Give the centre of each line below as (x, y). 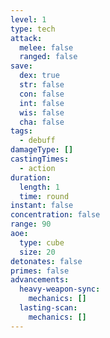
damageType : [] (42, 150)
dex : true (39, 76)
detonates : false (46, 261)
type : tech (33, 29)
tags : (21, 131)
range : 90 (31, 224)
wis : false (42, 112)
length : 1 (39, 187)
